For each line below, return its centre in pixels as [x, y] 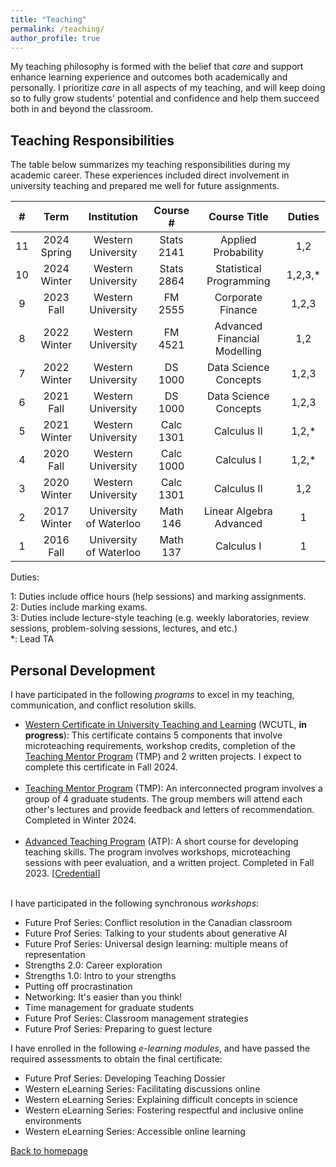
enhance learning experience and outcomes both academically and [149, 77]
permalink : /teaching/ [57, 29]
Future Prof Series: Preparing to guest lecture [118, 1029]
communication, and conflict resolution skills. [103, 705]
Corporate [238, 298]
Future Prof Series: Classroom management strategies [136, 1018]
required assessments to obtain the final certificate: [116, 1059]
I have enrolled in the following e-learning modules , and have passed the [160, 1048]
